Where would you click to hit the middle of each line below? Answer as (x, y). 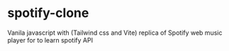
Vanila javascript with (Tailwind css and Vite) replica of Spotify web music (115, 33)
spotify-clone (48, 13)
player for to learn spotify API (50, 40)
